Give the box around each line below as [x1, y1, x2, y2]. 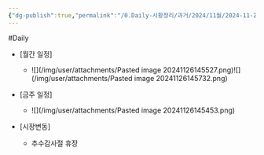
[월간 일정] [19, 49, 53, 59]
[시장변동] [19, 121, 51, 131]
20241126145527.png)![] [163, 65, 241, 75]
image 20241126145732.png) [134, 73, 228, 83]
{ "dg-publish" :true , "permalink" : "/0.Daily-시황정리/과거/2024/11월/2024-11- [8, 11, 254, 20]
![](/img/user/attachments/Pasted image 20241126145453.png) [31, 105, 236, 115]
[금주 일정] [19, 90, 53, 99]
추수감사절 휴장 [31, 138, 79, 148]
